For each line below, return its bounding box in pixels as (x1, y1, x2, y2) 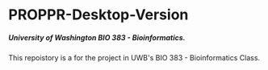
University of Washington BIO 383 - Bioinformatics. (8, 32, 186, 42)
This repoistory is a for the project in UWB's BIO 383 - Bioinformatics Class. (8, 53, 261, 63)
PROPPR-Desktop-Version (8, 6, 189, 24)
